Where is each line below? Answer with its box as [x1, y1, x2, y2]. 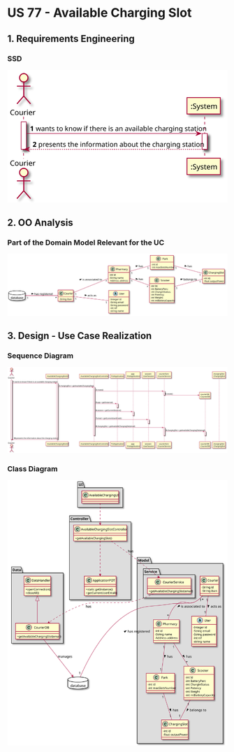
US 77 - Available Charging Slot [7, 5, 192, 21]
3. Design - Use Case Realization [7, 330, 152, 342]
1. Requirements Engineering [7, 33, 135, 45]
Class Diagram [7, 463, 58, 473]
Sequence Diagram [7, 351, 74, 361]
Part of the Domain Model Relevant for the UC [7, 238, 165, 247]
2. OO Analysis [7, 217, 73, 229]
